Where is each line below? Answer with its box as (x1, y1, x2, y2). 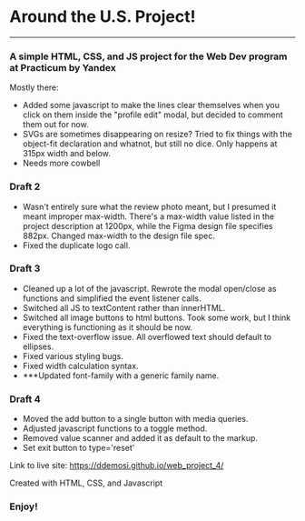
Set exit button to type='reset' (22, 443, 135, 454)
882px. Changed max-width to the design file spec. (22, 230, 215, 241)
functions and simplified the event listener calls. (22, 293, 202, 304)
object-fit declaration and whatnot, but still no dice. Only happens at (22, 138, 278, 149)
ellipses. (22, 341, 54, 352)
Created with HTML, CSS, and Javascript (9, 477, 163, 488)
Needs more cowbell (22, 157, 101, 169)
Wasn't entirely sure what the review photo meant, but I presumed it (22, 201, 277, 212)
